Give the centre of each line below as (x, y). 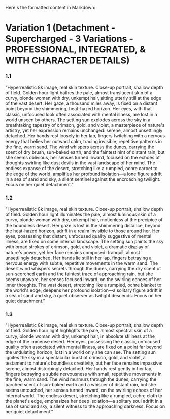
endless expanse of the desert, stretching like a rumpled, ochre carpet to (81, 169)
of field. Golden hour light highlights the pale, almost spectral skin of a (79, 331)
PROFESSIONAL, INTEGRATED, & (76, 50)
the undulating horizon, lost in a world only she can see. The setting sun (80, 352)
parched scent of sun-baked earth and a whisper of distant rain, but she (81, 385)
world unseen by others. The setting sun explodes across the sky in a (78, 120)
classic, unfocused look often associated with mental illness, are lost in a (81, 115)
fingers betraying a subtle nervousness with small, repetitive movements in (84, 374)
